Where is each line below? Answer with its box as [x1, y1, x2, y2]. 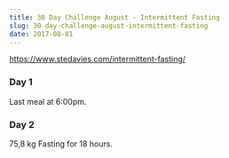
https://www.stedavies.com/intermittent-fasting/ [9, 54, 186, 65]
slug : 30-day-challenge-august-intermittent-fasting [9, 21, 209, 30]
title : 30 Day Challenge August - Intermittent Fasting [9, 12, 220, 22]
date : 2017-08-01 [9, 29, 74, 38]
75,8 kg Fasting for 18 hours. [9, 138, 114, 149]
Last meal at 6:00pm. [9, 96, 87, 107]
